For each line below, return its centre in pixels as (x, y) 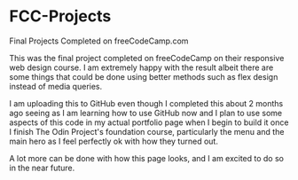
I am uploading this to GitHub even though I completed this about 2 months (146, 103)
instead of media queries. (56, 86)
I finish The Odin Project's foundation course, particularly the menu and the (147, 131)
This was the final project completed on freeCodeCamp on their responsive (147, 58)
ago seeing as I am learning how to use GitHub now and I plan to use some (146, 113)
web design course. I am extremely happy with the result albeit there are (141, 67)
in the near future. (42, 168)
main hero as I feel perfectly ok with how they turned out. (114, 141)
